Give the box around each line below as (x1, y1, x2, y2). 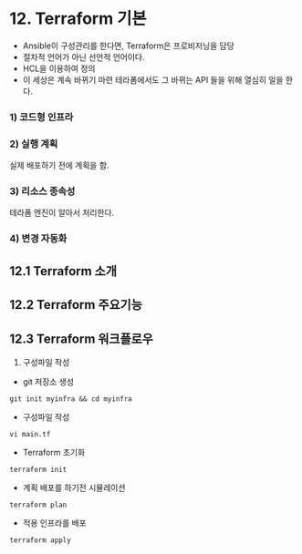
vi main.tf (9, 429, 51, 438)
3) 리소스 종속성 (9, 185, 76, 198)
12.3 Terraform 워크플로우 (9, 331, 153, 346)
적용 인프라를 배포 (22, 517, 87, 528)
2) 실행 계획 (9, 138, 58, 150)
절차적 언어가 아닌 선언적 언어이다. (22, 51, 145, 62)
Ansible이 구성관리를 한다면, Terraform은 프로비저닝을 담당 (22, 40, 234, 51)
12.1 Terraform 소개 (9, 263, 117, 279)
